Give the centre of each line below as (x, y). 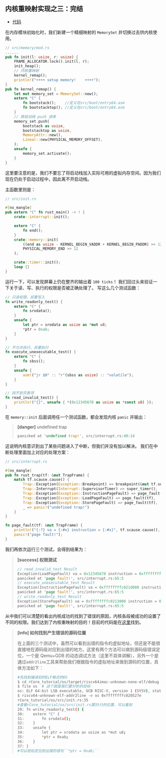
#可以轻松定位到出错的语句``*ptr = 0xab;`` (58, 751)
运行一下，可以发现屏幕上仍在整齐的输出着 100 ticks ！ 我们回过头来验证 (79, 281)
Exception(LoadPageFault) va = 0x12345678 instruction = (77, 574)
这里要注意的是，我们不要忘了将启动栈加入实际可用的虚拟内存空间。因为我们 (83, 173)
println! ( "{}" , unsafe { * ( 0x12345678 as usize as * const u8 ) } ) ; (84, 402)
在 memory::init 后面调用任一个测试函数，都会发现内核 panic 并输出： (76, 417)
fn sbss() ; (34, 361)
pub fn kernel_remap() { (31, 89)
